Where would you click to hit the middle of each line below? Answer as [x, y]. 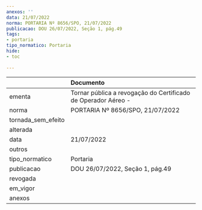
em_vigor [22, 188]
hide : [13, 51]
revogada [23, 178]
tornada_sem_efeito [37, 120]
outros [19, 149]
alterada [21, 129]
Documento [88, 82]
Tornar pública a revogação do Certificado [130, 93]
